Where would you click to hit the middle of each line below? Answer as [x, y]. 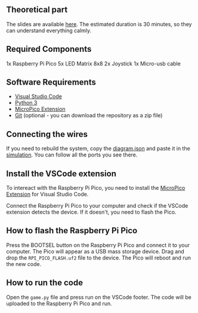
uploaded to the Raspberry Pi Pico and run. [59, 303]
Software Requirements [51, 82]
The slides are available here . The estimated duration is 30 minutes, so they [99, 24]
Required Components [49, 49]
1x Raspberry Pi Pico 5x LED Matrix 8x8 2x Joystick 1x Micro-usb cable [93, 63]
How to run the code [45, 283]
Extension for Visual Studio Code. [47, 194]
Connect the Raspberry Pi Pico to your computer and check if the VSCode [97, 206]
